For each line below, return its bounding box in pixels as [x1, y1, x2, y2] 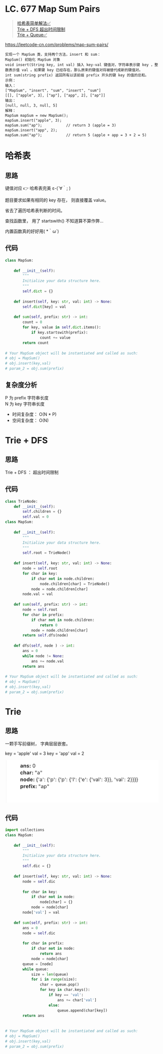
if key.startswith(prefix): [31, 330, 89, 335]
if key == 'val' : [48, 992, 84, 998]
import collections [5, 828, 45, 833]
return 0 [39, 622, 57, 628]
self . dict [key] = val [22, 304, 67, 309]
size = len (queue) [31, 972, 69, 977]
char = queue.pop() [39, 982, 79, 987]
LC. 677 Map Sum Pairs [5, 3, 101, 15]
